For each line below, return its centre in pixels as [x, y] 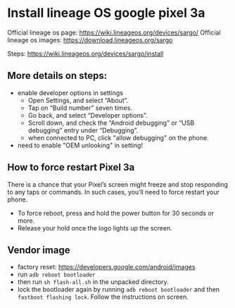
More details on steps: [57, 76]
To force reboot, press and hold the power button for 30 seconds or [116, 213]
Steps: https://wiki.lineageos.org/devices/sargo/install [85, 54]
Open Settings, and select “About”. [78, 100]
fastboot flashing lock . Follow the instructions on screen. [103, 297]
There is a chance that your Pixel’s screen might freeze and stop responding [118, 184]
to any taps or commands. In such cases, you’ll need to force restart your [113, 192]
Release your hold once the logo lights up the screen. [95, 228]
